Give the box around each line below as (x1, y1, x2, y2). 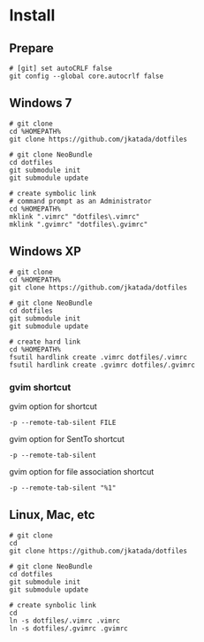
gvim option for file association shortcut (9, 466, 155, 476)
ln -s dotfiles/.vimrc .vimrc (9, 616, 121, 625)
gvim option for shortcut (9, 400, 97, 412)
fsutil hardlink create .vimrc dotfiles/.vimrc (9, 352, 188, 361)
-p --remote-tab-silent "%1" (9, 483, 117, 492)
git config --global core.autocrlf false (9, 72, 164, 81)
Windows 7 (9, 96, 72, 111)
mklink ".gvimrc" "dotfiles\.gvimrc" (9, 220, 148, 228)
